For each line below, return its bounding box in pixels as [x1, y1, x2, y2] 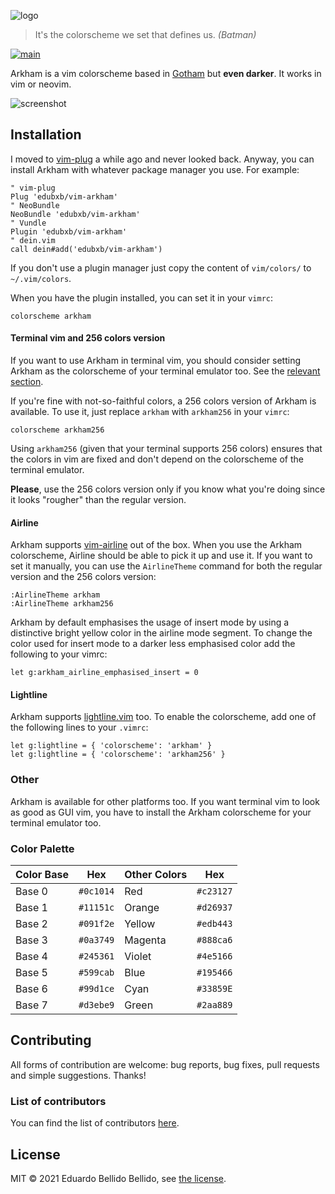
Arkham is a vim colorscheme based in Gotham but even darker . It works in [10, 68, 322, 79]
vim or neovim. [10, 78, 72, 90]
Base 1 [15, 901, 48, 915]
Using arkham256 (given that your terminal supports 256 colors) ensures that [10, 443, 323, 455]
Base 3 [15, 933, 48, 947]
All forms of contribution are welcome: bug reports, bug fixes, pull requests [10, 1058, 320, 1070]
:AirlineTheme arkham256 [10, 599, 114, 609]
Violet [124, 950, 152, 964]
